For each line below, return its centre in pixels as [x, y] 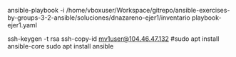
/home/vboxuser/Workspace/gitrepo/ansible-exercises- [148, 10]
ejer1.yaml [22, 25]
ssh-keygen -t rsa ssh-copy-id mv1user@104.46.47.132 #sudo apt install [113, 39]
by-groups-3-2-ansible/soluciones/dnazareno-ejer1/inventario [99, 18]
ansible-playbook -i [36, 10]
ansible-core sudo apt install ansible [61, 46]
